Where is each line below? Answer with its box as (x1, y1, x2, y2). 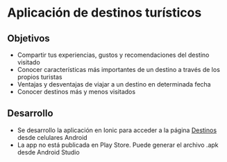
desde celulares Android (17, 133, 88, 141)
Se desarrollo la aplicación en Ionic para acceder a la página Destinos (17, 126, 217, 134)
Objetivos (7, 33, 50, 44)
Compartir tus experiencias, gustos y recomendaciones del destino (17, 51, 210, 59)
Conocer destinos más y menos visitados (17, 88, 136, 96)
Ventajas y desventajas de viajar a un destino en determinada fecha (17, 80, 211, 88)
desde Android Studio (17, 147, 80, 156)
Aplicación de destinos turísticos (7, 5, 202, 21)
